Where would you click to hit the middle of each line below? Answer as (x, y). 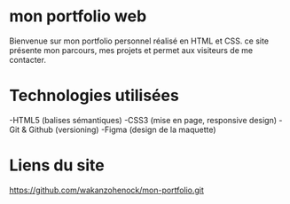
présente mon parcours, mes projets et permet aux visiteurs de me (131, 50)
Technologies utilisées (94, 96)
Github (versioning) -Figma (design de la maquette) (122, 129)
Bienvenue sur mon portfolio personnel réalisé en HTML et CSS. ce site (139, 41)
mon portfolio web (78, 16)
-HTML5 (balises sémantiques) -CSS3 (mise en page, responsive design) (143, 120)
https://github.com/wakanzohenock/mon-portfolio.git (106, 190)
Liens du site (57, 165)
